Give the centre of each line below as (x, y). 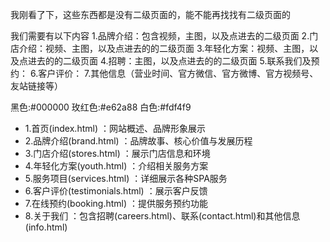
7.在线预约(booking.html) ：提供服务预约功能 (116, 203)
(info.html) (46, 227)
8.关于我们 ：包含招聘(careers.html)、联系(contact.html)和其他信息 (162, 216)
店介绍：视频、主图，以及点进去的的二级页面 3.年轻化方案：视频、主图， (160, 48)
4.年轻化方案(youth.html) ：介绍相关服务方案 (116, 166)
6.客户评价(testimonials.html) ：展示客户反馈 (116, 191)
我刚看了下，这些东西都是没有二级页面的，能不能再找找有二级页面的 (150, 14)
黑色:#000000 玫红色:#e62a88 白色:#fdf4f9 (101, 107)
